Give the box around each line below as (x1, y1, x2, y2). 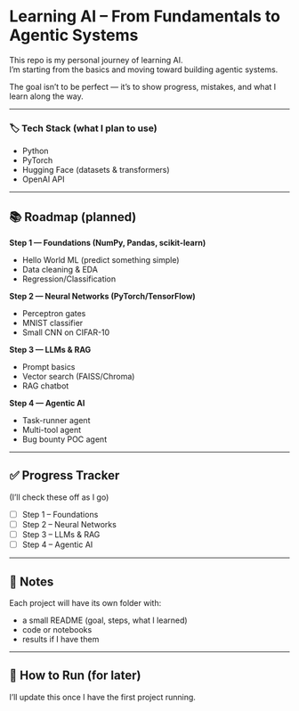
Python (21, 145, 49, 157)
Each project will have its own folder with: (9, 597, 162, 608)
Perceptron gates (21, 308, 86, 319)
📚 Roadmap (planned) (9, 209, 137, 225)
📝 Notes (9, 574, 54, 589)
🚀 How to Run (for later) (9, 668, 141, 683)
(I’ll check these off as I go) (9, 492, 109, 503)
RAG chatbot (21, 380, 69, 391)
